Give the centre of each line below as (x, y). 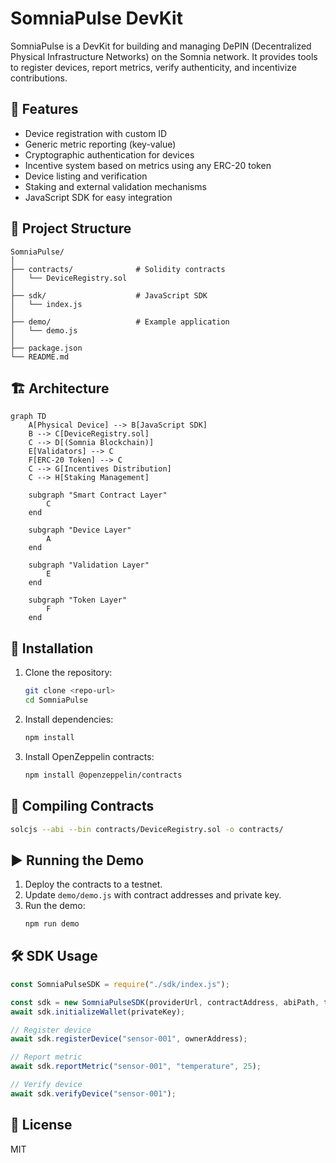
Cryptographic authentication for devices (109, 154)
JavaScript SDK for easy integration (98, 197)
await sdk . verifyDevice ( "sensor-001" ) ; (93, 1093)
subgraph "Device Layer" (80, 530)
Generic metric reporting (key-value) (100, 144)
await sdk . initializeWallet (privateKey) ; (98, 1012)
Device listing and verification (86, 176)
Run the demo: (55, 906)
